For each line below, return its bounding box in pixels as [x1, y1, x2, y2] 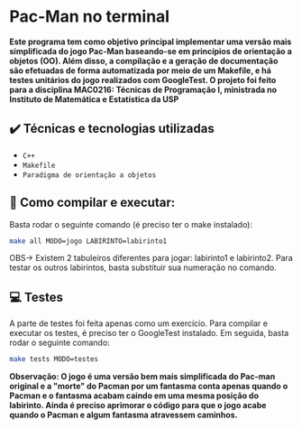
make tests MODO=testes [9, 355, 99, 364]
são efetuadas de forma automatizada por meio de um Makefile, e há [9, 65, 272, 76]
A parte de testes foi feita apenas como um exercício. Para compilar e [9, 318, 269, 329]
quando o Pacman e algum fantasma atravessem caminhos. [9, 409, 238, 421]
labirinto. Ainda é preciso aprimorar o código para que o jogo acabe [9, 400, 267, 411]
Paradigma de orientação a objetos [22, 170, 157, 180]
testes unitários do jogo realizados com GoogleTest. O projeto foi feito [9, 74, 277, 85]
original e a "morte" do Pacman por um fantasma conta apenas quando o [9, 381, 288, 392]
